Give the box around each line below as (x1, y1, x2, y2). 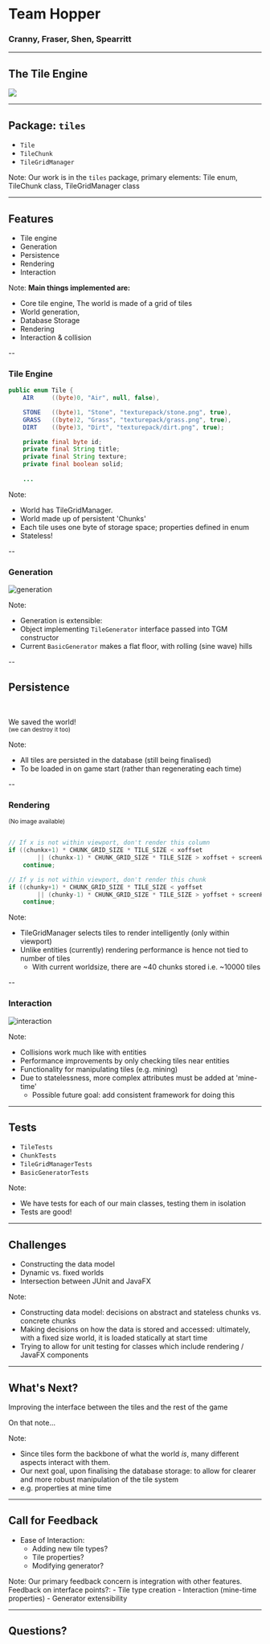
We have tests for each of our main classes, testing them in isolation (19, 1198, 247, 1209)
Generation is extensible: (19, 616, 103, 626)
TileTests (19, 1144, 54, 1152)
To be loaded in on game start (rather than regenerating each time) (19, 764, 243, 773)
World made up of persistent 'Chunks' (19, 513, 146, 523)
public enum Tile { (8, 386, 74, 394)
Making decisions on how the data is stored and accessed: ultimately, (19, 1324, 251, 1334)
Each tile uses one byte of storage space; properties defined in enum (19, 522, 249, 532)
